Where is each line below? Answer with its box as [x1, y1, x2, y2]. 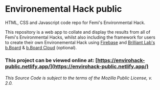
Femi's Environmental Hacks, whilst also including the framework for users [5, 34, 156, 40]
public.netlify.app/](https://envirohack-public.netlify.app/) [5, 63, 149, 69]
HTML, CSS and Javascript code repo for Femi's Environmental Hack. [5, 20, 145, 25]
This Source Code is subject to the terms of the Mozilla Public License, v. [5, 75, 153, 81]
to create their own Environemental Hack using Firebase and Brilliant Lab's [5, 39, 155, 45]
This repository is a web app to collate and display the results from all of [5, 29, 151, 35]
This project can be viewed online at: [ [5, 57, 98, 64]
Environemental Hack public [5, 3, 122, 15]
